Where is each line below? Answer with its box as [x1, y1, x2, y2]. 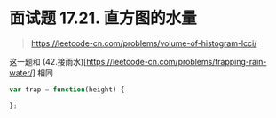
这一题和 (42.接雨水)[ [9, 56, 87, 67]
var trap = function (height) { [9, 85, 125, 94]
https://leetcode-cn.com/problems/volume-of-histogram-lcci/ [30, 37, 257, 49]
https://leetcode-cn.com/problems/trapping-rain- [85, 56, 267, 67]
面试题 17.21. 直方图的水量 [9, 8, 197, 28]
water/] [9, 67, 35, 78]
